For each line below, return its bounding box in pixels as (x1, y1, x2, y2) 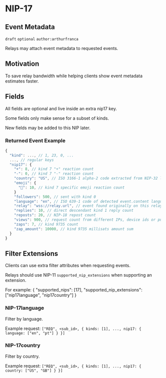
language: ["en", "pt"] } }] (5, 331, 65, 335)
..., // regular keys (9, 157, 54, 162)
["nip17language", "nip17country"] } (5, 292, 77, 298)
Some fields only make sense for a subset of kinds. (5, 115, 109, 121)
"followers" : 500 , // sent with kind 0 (14, 194, 96, 199)
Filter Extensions (5, 249, 58, 258)
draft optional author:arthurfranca (5, 37, 79, 42)
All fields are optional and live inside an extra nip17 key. (5, 105, 117, 111)
